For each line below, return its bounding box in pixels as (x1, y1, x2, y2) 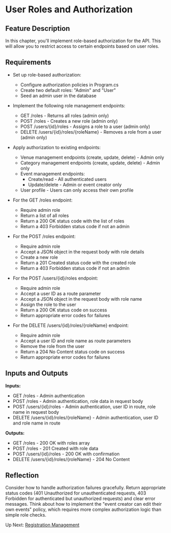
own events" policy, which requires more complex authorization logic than (5, 506, 161, 512)
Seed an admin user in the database (20, 93, 97, 99)
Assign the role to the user (20, 301, 76, 307)
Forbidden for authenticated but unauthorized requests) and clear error (5, 495, 156, 502)
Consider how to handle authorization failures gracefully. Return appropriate (5, 485, 166, 491)
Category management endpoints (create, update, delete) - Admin (20, 159, 160, 166)
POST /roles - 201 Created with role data (12, 445, 99, 451)
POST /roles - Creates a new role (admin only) (20, 118, 118, 124)
